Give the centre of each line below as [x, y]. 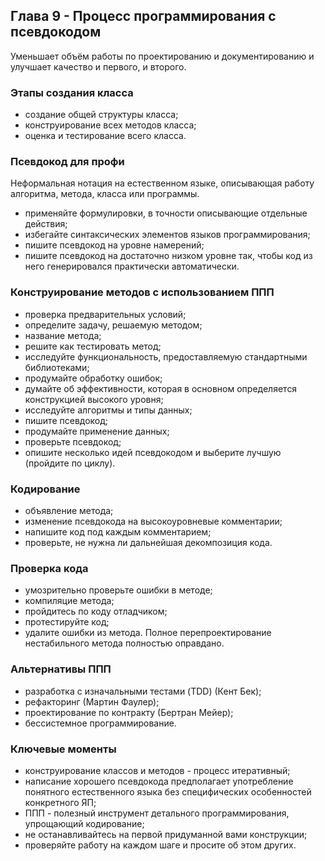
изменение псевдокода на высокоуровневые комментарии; [153, 521]
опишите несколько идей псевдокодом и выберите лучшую [153, 452]
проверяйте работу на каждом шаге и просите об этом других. [160, 845]
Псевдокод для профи [67, 162]
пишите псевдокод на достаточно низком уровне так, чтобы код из [168, 256]
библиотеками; [57, 367]
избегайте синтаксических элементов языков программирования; [167, 235]
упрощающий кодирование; [84, 823]
